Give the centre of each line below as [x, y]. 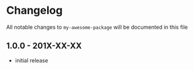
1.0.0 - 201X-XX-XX [44, 46]
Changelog [34, 10]
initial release [31, 60]
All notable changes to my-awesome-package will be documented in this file [97, 27]
